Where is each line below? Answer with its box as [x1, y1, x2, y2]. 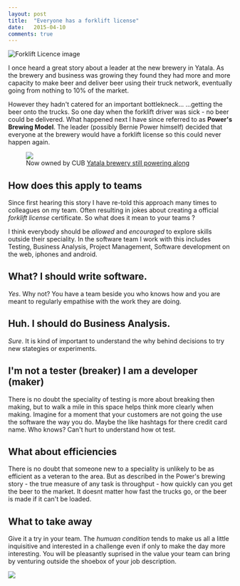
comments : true [8, 30, 53, 38]
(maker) [8, 376, 45, 388]
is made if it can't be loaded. [8, 495, 92, 503]
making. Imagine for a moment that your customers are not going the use [8, 410, 223, 419]
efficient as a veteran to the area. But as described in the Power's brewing [8, 472, 226, 481]
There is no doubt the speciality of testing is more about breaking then [8, 394, 215, 403]
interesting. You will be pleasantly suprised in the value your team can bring [8, 550, 231, 558]
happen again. [8, 138, 51, 147]
